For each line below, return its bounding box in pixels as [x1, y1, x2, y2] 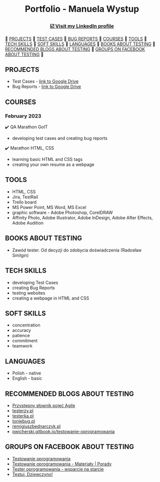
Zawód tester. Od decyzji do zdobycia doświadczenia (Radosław [12, 247, 142, 253]
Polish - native [12, 370, 41, 376]
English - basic [12, 375, 42, 381]
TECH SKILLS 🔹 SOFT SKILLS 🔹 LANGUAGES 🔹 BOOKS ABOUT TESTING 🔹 [5, 41, 156, 47]
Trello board [12, 199, 37, 205]
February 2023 [5, 113, 41, 119]
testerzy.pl [12, 408, 34, 413]
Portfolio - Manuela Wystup [24, 3, 140, 15]
